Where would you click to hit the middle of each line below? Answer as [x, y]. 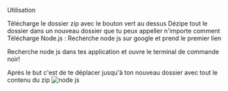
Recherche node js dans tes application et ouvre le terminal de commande [113, 52]
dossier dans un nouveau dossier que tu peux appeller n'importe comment [114, 31]
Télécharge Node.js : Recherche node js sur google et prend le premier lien [114, 38]
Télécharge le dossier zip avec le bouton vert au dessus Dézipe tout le [107, 23]
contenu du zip [29, 80]
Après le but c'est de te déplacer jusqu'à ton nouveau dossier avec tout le [113, 73]
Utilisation [21, 10]
